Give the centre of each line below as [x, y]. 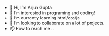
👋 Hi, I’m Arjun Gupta [31, 8]
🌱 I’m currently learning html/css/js [45, 18]
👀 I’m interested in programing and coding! [52, 13]
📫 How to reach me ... [32, 28]
